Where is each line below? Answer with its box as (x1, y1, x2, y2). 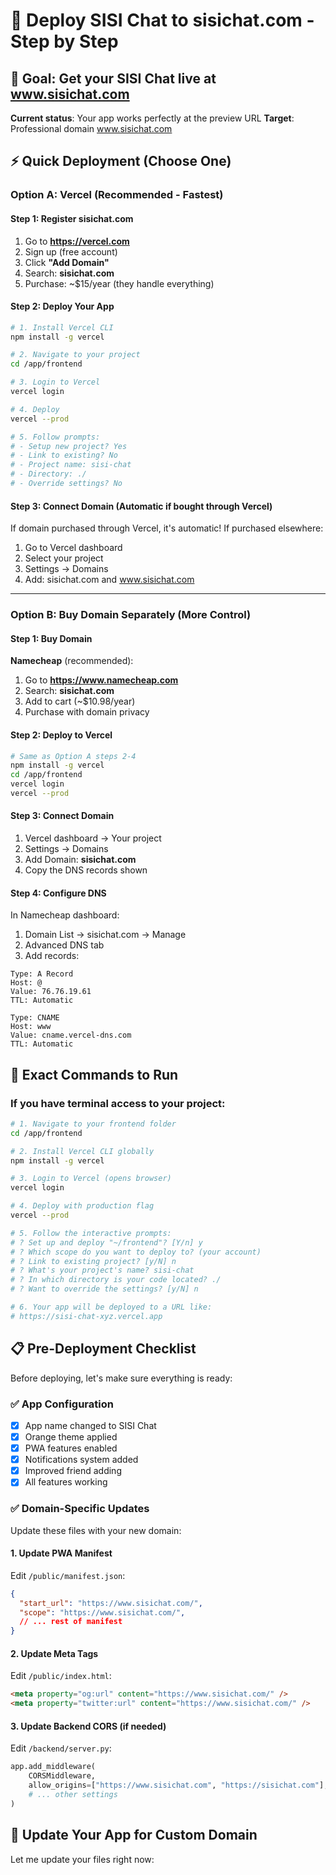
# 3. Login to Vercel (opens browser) (10, 1174, 172, 1184)
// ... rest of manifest (19, 1617, 123, 1627)
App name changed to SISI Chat (24, 1419, 157, 1431)
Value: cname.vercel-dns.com (10, 1030, 132, 1041)
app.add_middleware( (10, 1762, 97, 1772)
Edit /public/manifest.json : (10, 1569, 126, 1581)
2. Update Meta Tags (10, 1647, 99, 1659)
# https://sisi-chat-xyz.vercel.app (10, 1311, 163, 1321)
